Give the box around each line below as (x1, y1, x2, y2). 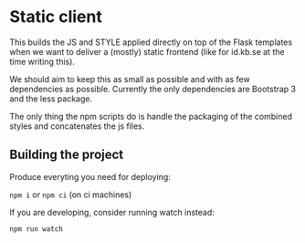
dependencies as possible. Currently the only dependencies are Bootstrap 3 (9, 83, 297, 94)
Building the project (9, 147, 124, 163)
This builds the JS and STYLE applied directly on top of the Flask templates (9, 37, 293, 48)
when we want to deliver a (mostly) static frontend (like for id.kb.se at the (9, 46, 285, 57)
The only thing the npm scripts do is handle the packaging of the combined (9, 111, 292, 121)
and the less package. (9, 93, 93, 104)
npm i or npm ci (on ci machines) (9, 189, 132, 200)
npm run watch (9, 224, 64, 234)
